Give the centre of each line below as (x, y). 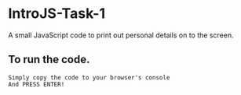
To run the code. (49, 60)
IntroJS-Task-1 (57, 14)
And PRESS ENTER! (37, 84)
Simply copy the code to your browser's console (89, 77)
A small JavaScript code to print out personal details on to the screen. (121, 35)
